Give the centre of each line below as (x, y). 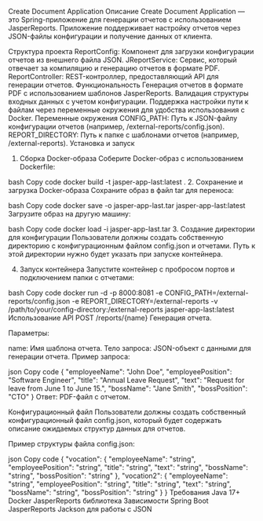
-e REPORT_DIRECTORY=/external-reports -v (145, 301)
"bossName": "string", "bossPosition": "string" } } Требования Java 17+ (124, 492)
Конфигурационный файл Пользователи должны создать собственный (127, 412)
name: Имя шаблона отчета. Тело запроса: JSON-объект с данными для (130, 348)
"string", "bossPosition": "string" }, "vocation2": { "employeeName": (118, 475)
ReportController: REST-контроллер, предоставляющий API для (113, 77)
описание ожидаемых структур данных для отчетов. (97, 428)
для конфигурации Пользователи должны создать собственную (116, 237)
